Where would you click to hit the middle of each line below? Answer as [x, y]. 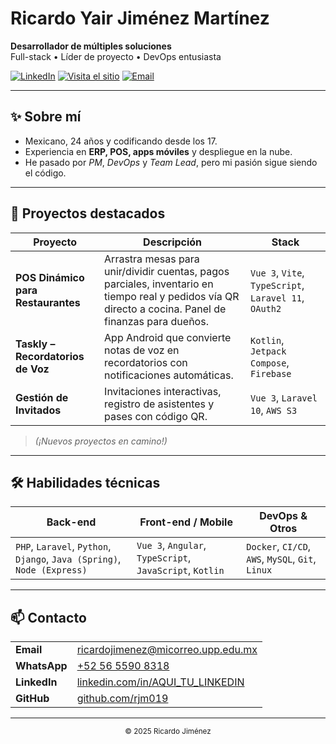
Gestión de [42, 397]
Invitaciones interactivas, [163, 391]
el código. [45, 173]
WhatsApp [41, 666]
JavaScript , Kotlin [180, 570]
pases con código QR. [156, 416]
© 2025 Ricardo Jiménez [168, 732]
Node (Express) [51, 570]
